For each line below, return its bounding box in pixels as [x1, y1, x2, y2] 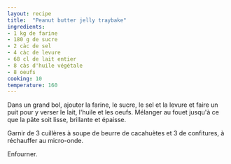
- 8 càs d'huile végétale [7, 62, 83, 69]
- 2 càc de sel [7, 43, 52, 50]
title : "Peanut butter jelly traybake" [7, 17, 127, 24]
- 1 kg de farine [7, 29, 58, 37]
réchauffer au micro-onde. [7, 137, 84, 145]
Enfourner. [7, 150, 38, 158]
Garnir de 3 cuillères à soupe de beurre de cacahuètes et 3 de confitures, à [7, 129, 225, 137]
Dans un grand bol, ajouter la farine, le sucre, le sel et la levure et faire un [7, 100, 218, 109]
